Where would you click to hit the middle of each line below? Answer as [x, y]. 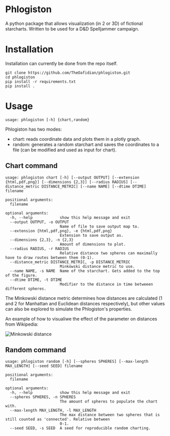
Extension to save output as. [92, 235]
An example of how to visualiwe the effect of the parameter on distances [81, 319]
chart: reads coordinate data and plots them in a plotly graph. [77, 139]
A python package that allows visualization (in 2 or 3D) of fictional [74, 23]
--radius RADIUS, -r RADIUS [40, 248]
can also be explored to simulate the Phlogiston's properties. [69, 309]
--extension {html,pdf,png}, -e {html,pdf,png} [61, 231]
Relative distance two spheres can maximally [109, 253]
